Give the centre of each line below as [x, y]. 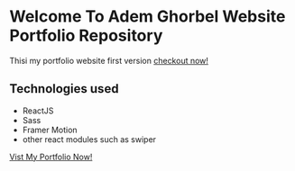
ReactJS [38, 111]
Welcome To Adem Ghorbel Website [147, 17]
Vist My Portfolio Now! [51, 157]
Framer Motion [50, 130]
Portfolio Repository [86, 36]
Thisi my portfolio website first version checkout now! [109, 60]
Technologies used [64, 89]
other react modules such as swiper [89, 139]
